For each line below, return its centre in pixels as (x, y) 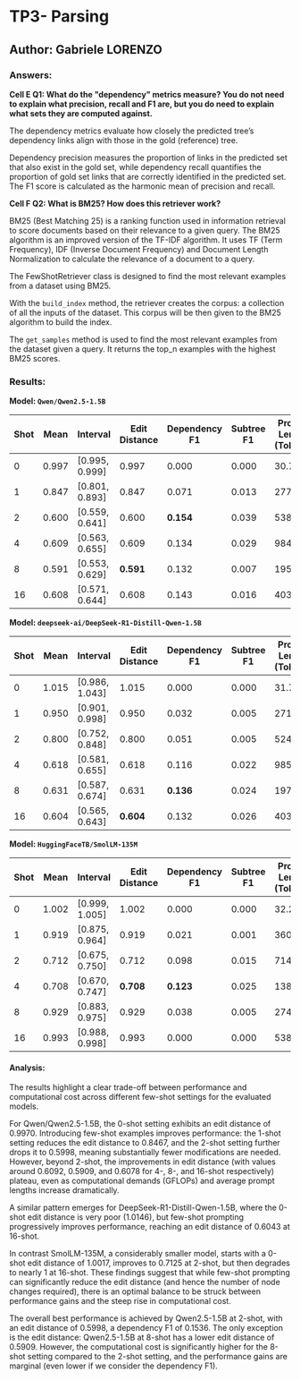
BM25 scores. (35, 358)
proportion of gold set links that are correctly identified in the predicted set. (148, 176)
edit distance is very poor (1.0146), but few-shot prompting (135, 1217)
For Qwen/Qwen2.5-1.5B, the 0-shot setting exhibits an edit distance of (140, 1124)
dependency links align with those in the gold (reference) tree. (124, 140)
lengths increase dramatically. (64, 1190)
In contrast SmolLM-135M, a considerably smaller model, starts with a (137, 1254)
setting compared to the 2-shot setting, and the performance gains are (158, 1357)
